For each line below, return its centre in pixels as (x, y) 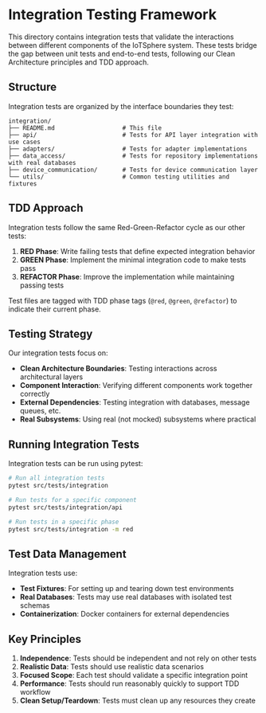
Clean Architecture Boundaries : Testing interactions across (118, 369)
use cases (25, 142)
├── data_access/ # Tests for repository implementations (133, 156)
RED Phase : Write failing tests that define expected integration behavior (137, 251)
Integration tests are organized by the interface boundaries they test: (121, 106)
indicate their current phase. (55, 309)
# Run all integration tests (57, 478)
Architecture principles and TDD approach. (79, 62)
